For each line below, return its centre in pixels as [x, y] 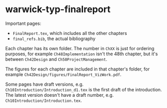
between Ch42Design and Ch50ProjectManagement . [56, 59]
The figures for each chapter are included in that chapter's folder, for [78, 69]
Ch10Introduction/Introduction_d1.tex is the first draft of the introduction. [83, 89]
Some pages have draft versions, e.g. [45, 84]
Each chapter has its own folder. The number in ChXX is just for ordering [80, 48]
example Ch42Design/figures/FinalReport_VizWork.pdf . [63, 74]
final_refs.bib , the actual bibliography [54, 39]
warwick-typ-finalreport [58, 9]
